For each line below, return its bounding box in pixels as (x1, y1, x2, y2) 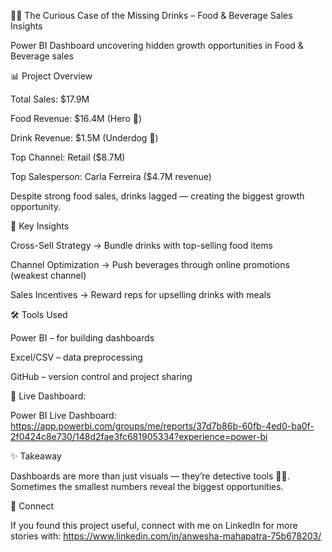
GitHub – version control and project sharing (10, 371, 193, 382)
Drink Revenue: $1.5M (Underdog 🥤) (10, 132, 159, 144)
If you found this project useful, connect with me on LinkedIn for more (10, 520, 298, 531)
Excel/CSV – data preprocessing (10, 351, 143, 363)
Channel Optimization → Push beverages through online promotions (10, 259, 290, 270)
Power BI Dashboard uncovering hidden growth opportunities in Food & (10, 40, 304, 51)
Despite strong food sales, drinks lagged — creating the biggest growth (10, 190, 305, 202)
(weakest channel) (10, 270, 87, 281)
